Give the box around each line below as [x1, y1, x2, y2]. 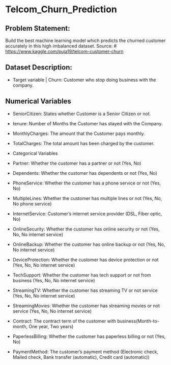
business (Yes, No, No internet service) [12, 277, 95, 283]
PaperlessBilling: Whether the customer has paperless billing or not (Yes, [12, 333, 166, 339]
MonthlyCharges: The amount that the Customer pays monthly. [12, 130, 145, 136]
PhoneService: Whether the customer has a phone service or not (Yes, [12, 180, 161, 186]
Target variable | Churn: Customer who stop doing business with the [12, 77, 156, 83]
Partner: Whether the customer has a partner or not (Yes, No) [12, 160, 141, 166]
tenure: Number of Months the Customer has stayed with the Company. [12, 120, 163, 126]
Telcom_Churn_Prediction [5, 4, 117, 15]
